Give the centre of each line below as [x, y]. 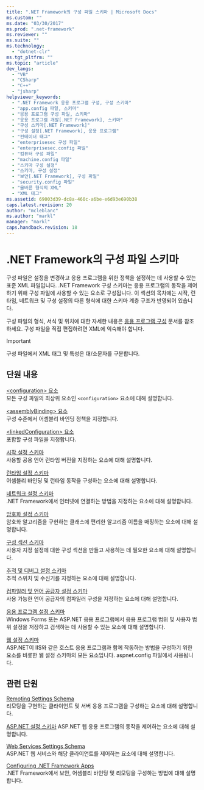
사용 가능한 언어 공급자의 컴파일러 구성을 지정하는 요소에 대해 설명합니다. [92, 598]
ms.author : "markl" [31, 216]
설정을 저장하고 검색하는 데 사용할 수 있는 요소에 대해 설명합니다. [89, 627]
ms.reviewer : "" [27, 35]
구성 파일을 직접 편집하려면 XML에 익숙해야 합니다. [84, 329]
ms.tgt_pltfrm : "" [30, 57]
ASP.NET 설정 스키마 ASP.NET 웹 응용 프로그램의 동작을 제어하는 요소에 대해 [98, 727]
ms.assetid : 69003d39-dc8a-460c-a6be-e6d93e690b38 [72, 199]
